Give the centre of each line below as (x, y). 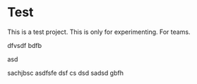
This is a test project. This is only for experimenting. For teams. (99, 32)
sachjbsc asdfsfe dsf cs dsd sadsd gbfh (65, 73)
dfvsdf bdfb (25, 45)
